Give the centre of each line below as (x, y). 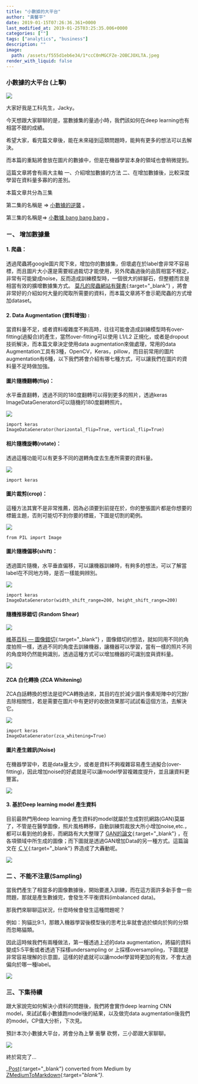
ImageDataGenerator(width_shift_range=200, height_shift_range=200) (92, 600)
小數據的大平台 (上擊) (36, 83)
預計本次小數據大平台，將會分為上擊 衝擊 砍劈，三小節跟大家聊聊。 (88, 1033)
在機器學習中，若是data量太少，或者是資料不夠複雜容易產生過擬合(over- (94, 764)
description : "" (26, 45)
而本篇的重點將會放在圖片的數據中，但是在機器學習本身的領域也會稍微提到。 (99, 160)
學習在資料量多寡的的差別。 (40, 180)
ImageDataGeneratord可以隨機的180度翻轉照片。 (66, 402)
